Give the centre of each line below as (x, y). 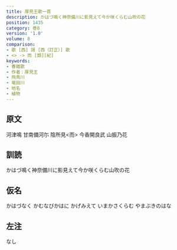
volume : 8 (18, 39)
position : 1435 (25, 22)
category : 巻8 (23, 28)
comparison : (21, 45)
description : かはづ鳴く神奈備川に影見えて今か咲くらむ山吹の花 (76, 17)
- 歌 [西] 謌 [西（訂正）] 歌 (38, 50)
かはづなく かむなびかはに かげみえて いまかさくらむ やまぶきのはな (89, 206)
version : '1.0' (25, 34)
